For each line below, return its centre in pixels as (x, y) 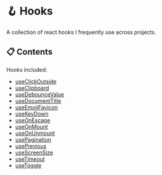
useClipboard (32, 87)
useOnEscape (33, 120)
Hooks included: (27, 69)
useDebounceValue (40, 94)
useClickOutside (36, 81)
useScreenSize (34, 153)
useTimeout (30, 159)
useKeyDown (32, 114)
